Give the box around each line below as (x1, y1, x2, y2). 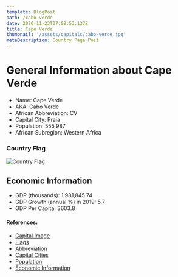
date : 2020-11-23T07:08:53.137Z (6, 20, 88, 26)
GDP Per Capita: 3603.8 (15, 205, 75, 212)
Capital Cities (15, 251, 49, 259)
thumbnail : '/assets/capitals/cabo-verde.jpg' (6, 32, 126, 38)
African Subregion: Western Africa (15, 128, 101, 136)
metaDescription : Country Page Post (6, 37, 99, 43)
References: (6, 219, 38, 226)
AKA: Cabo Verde (15, 103, 60, 110)
